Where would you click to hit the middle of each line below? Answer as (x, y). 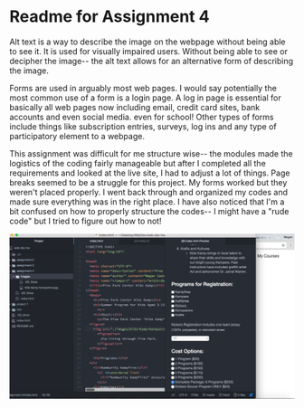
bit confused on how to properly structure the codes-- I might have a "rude (149, 211)
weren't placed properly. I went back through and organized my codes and (148, 192)
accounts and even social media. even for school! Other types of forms (142, 117)
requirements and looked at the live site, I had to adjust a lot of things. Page (150, 173)
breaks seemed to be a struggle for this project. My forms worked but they (148, 182)
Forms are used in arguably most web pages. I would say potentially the (143, 88)
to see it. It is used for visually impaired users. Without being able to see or (148, 51)
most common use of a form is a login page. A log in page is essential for (146, 98)
